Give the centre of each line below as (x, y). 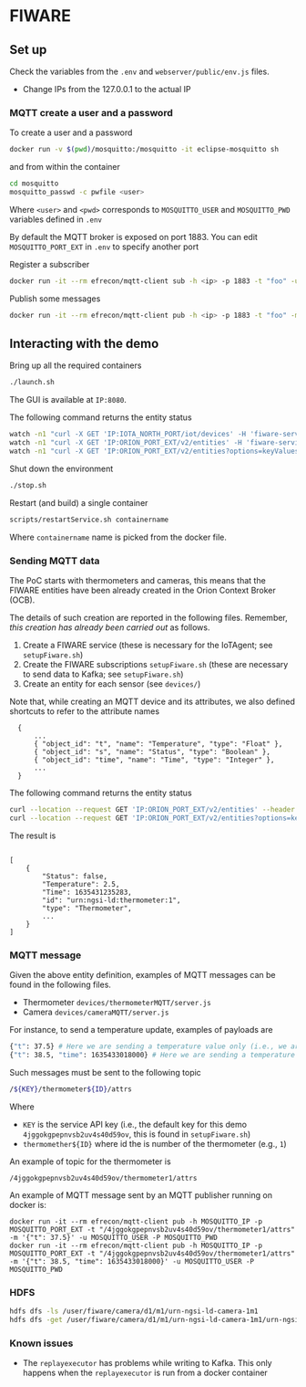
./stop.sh (28, 485)
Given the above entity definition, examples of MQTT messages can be (143, 975)
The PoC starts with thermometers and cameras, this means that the (138, 581)
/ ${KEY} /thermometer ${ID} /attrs (71, 1089)
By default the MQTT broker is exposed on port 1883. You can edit (133, 236)
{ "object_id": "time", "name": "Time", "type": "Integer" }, (154, 760)
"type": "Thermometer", (87, 908)
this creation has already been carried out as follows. (110, 627)
